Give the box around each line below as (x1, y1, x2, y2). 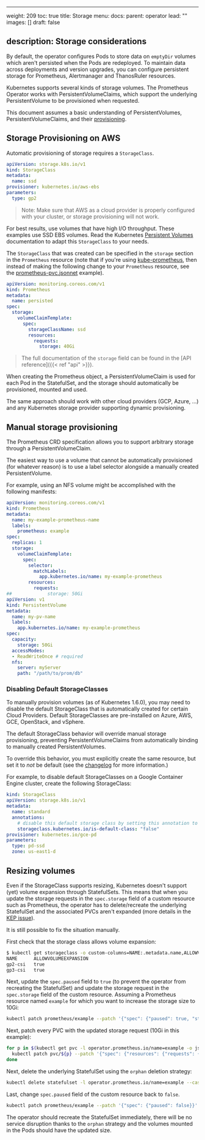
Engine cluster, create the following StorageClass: (6, 780, 132, 787)
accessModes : (12, 647, 45, 654)
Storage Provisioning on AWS (6, 133, 121, 144)
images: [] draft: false (6, 19, 60, 26)
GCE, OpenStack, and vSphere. (6, 718, 85, 726)
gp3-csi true (6, 967, 45, 973)
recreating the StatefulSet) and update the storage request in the (6, 985, 170, 992)
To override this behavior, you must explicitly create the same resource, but (6, 755, 196, 762)
